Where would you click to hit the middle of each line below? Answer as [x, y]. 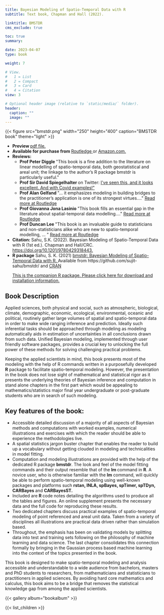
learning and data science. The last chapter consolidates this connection [85, 543]
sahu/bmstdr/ [26, 266]
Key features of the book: [45, 411]
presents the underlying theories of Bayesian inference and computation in [81, 380]
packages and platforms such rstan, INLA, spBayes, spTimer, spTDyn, [84, 485]
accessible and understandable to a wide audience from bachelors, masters [82, 568]
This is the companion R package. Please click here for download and [82, 276]
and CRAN [51, 266]
